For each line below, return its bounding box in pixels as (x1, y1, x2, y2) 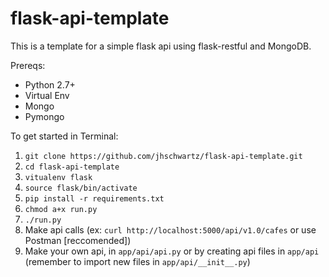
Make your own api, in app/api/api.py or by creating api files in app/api (24, 245, 320, 257)
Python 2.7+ (24, 78, 76, 91)
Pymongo (24, 110, 65, 122)
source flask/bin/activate (24, 183, 138, 193)
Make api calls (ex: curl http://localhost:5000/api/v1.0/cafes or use (24, 223, 317, 236)
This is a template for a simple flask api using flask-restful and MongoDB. (10, 40, 312, 52)
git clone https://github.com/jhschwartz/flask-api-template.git (24, 151, 303, 161)
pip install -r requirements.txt (24, 193, 165, 204)
